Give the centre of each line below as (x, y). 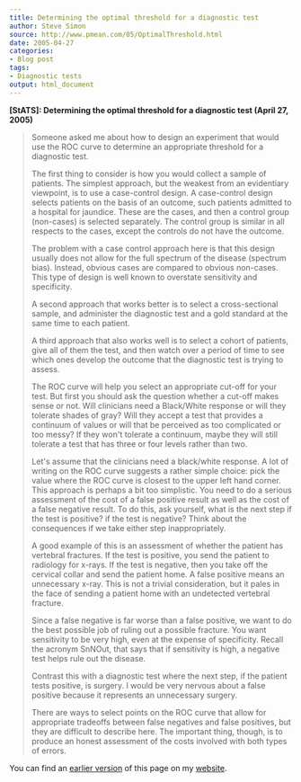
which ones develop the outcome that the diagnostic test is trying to (157, 360)
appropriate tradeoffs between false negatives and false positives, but (161, 722)
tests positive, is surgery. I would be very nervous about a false (148, 685)
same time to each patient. (80, 323)
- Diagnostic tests (46, 76)
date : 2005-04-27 (42, 43)
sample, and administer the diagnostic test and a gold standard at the (159, 313)
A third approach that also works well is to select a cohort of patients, (160, 340)
